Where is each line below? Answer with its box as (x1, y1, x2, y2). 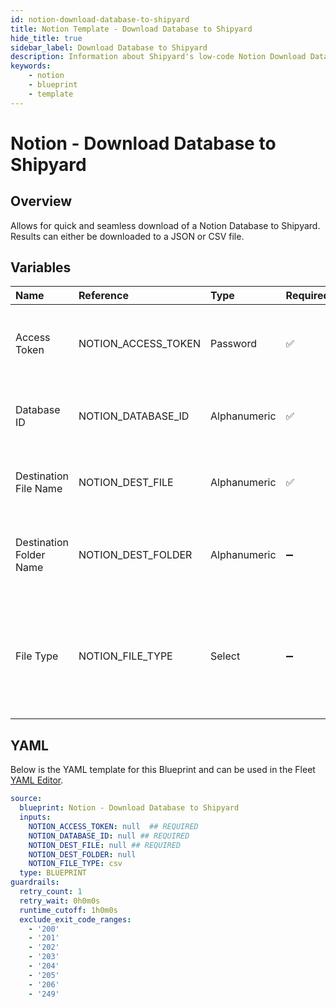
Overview (10, 193, 73, 210)
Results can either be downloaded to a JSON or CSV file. (10, 230, 245, 242)
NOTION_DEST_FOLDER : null (28, 849, 137, 860)
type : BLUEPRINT (19, 868, 87, 878)
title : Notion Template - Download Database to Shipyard (10, 24, 253, 34)
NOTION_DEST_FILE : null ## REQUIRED (28, 840, 182, 850)
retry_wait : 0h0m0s (19, 896, 101, 906)
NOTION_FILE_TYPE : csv (28, 859, 123, 869)
